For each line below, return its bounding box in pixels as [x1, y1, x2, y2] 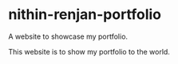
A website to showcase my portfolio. [8, 32, 129, 41]
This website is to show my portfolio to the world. [8, 47, 170, 56]
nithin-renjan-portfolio [8, 6, 162, 24]
